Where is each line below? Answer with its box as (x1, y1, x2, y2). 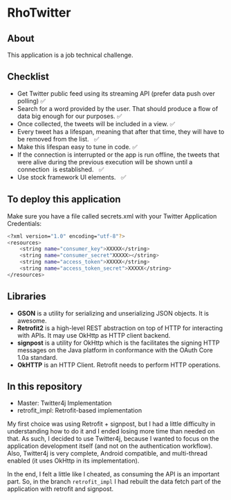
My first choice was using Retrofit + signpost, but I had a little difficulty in (7, 420, 216, 428)
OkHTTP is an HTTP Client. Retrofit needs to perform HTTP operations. (17, 361, 221, 369)
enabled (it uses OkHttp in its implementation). (7, 456, 140, 465)
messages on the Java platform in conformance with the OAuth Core (17, 345, 213, 354)
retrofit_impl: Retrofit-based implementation (17, 406, 142, 415)
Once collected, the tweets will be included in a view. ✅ (17, 119, 176, 128)
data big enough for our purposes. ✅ (17, 112, 122, 120)
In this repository (7, 380, 83, 393)
